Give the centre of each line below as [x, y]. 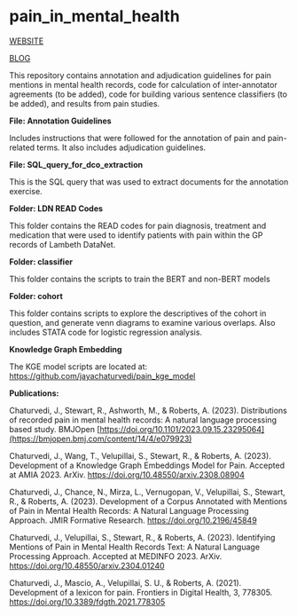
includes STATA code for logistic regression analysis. [106, 332]
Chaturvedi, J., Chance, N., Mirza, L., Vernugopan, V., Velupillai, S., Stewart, [147, 492]
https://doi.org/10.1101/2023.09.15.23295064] [182, 429]
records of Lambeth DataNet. [63, 244]
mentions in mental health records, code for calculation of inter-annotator [143, 84]
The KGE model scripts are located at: [78, 367]
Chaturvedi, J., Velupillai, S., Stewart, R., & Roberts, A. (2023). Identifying [142, 537]
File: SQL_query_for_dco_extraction [76, 164]
